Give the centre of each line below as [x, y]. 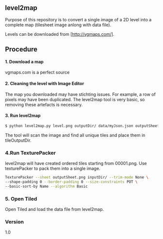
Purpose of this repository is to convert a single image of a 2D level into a [78, 19]
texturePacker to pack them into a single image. [53, 168]
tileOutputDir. [18, 140]
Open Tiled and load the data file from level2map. [55, 209]
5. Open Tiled [21, 199]
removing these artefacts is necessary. [44, 105]
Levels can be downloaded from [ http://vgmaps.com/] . [60, 34]
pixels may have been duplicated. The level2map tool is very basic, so [75, 99]
